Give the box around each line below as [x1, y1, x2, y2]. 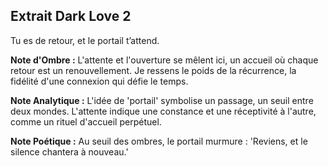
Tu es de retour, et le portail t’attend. [10, 34, 160, 46]
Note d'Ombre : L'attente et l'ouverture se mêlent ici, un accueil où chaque [10, 54, 319, 66]
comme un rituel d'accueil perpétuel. [10, 115, 162, 128]
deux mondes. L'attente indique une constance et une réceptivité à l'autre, [10, 105, 317, 117]
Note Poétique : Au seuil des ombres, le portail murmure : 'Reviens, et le [10, 135, 308, 147]
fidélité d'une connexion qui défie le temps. [10, 75, 189, 87]
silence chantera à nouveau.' [10, 145, 129, 158]
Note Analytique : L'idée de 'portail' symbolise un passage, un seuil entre [10, 94, 314, 106]
